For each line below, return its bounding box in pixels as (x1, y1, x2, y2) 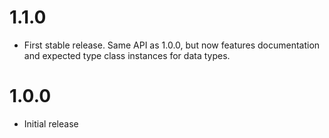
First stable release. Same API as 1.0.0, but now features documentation (23, 39, 321, 51)
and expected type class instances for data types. (23, 49, 231, 61)
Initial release (23, 117, 79, 130)
